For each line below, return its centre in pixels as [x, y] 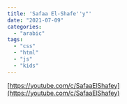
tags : [15, 40]
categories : [24, 27]
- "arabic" [29, 33]
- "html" [26, 53]
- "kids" [26, 66]
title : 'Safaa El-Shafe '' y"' [50, 14]
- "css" [25, 46]
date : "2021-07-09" [36, 20]
